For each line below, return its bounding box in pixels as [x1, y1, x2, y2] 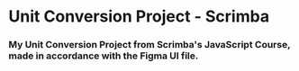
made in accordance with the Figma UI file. [8, 49, 199, 62]
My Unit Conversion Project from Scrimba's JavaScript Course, [8, 39, 291, 51]
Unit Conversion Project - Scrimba [8, 6, 270, 27]
